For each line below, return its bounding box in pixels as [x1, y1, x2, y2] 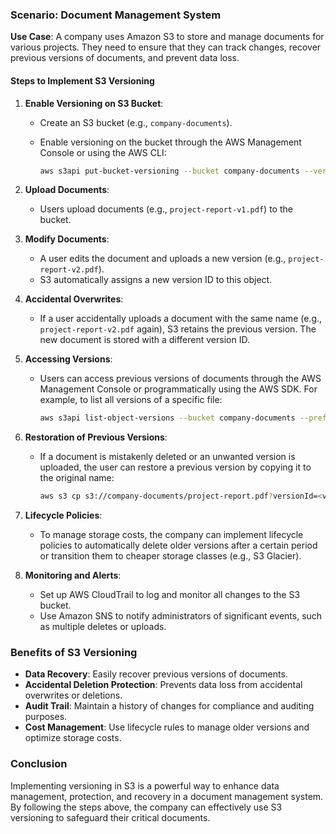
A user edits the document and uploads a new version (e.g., [39, 253, 287, 265]
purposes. [24, 711, 68, 723]
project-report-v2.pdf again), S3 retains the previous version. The [39, 323, 317, 335]
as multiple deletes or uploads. [39, 621, 167, 633]
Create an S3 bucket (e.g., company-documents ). [39, 116, 233, 128]
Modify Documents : [24, 233, 110, 245]
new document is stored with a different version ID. [39, 334, 250, 346]
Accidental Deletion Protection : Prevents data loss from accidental [24, 679, 303, 691]
